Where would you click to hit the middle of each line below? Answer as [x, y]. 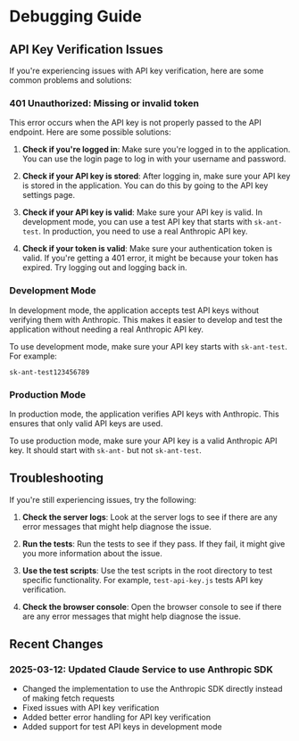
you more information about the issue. [92, 553]
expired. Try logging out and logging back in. [104, 268]
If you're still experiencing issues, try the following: [103, 499]
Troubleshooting [57, 478]
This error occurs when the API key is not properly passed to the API [135, 123]
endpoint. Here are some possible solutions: [90, 132]
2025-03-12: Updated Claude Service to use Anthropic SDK [141, 670]
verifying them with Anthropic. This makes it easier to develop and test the [146, 319]
